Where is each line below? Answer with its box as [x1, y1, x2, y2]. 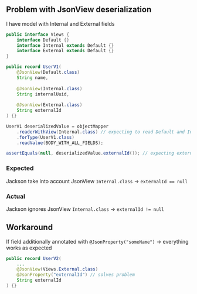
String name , [16, 74, 49, 81]
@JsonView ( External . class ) [16, 102, 83, 108]
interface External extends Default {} [16, 48, 114, 54]
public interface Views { [6, 32, 69, 37]
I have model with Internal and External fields [6, 20, 115, 27]
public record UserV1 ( [6, 64, 62, 70]
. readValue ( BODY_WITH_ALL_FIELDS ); [16, 140, 104, 146]
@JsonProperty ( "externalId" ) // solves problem [16, 272, 135, 278]
